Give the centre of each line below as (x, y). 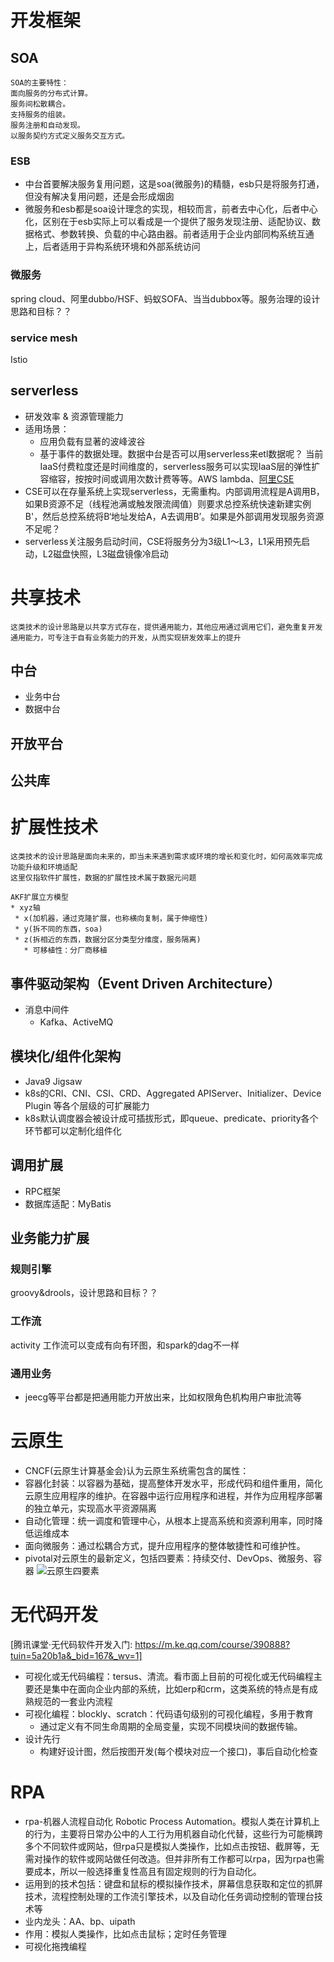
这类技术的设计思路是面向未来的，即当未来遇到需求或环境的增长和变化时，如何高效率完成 (166, 857)
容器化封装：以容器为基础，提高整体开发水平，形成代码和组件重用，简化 (173, 1483)
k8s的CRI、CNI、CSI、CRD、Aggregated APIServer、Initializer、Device (173, 1093)
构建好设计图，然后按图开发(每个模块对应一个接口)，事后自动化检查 (178, 1751)
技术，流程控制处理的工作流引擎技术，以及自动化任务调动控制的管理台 (169, 1896)
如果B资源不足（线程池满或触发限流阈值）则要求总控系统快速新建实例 (168, 503)
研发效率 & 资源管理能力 (74, 416)
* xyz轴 (25, 908)
